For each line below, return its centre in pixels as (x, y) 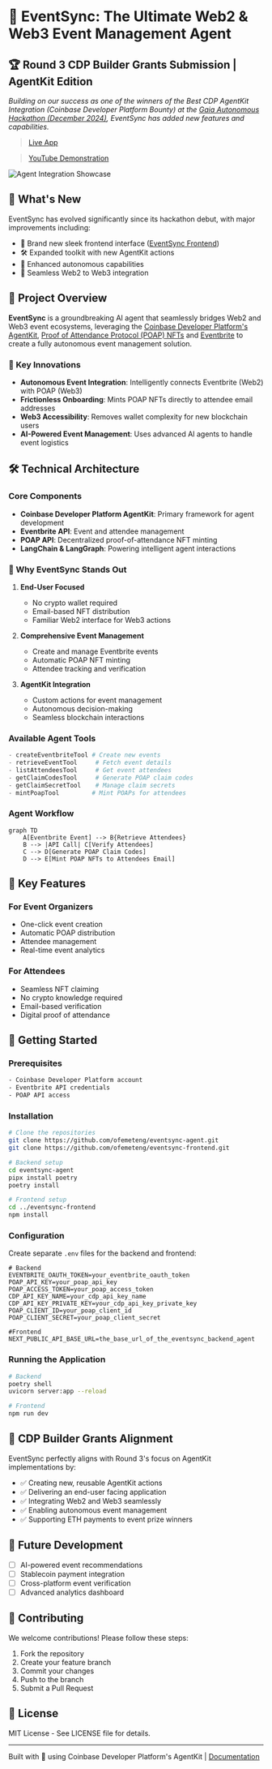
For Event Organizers (51, 907)
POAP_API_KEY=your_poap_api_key (63, 1282)
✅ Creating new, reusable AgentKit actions (91, 1483)
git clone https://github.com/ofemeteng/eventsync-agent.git (114, 1140)
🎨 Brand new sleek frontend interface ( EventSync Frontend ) (120, 243)
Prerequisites (35, 1063)
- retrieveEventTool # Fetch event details (90, 763)
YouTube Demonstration (68, 158)
